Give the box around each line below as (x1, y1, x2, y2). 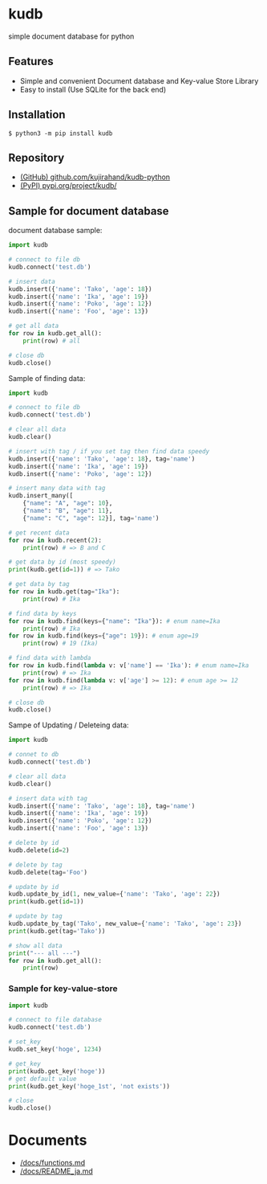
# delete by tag (8, 861, 63, 869)
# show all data (8, 941, 63, 949)
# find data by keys (8, 609, 78, 617)
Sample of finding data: (8, 373, 86, 383)
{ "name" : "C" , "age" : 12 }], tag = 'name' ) (22, 514, 160, 522)
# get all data (8, 322, 59, 330)
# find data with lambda (8, 654, 91, 662)
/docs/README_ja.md (19, 1166, 94, 1176)
